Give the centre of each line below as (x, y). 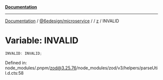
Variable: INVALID (42, 40)
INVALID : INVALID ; (24, 53)
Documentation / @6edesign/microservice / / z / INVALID (62, 21)
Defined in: (16, 63)
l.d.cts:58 (14, 73)
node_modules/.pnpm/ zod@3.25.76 (41, 68)
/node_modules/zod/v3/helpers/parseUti (117, 68)
